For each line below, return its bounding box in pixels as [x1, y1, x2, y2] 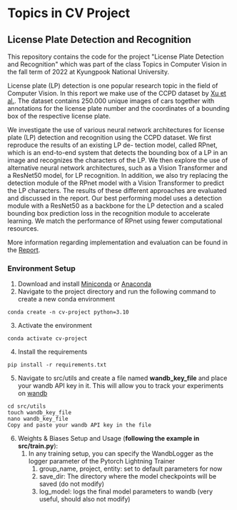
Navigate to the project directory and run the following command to [17, 287, 216, 296]
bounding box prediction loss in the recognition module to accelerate [7, 209, 211, 217]
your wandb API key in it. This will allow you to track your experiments [17, 381, 223, 390]
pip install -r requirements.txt [7, 361, 107, 369]
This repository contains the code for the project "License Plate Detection [7, 52, 224, 61]
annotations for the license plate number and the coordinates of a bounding [7, 104, 230, 112]
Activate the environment [17, 321, 93, 330]
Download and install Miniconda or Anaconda [17, 280, 152, 289]
